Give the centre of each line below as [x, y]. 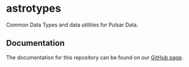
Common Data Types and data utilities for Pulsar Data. [72, 25]
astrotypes [33, 9]
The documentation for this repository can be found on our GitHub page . [95, 57]
